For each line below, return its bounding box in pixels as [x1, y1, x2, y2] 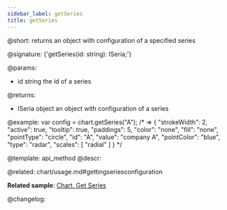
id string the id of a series [17, 77, 92, 85]
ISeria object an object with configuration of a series [17, 104, 170, 112]
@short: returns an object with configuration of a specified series [7, 36, 196, 44]
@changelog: [7, 195, 46, 203]
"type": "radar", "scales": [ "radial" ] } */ [7, 140, 123, 148]
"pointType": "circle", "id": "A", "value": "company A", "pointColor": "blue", [7, 133, 221, 141]
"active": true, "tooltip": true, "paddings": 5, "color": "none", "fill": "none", [7, 125, 219, 133]
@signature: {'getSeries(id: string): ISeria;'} [7, 50, 132, 58]
